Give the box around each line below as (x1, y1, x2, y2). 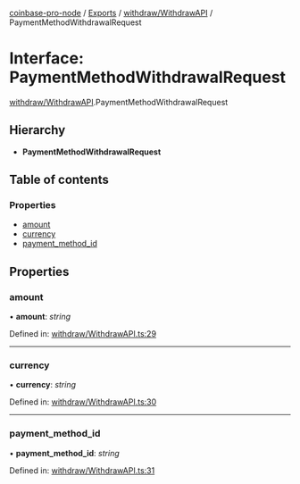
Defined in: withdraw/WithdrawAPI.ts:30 (9, 396, 157, 407)
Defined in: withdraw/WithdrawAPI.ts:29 (9, 329, 157, 339)
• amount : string (9, 312, 71, 322)
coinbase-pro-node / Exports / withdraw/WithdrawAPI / (9, 8, 213, 18)
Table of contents (9, 172, 109, 188)
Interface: (9, 48, 85, 69)
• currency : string (9, 380, 77, 390)
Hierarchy (9, 122, 66, 138)
